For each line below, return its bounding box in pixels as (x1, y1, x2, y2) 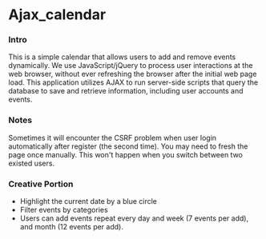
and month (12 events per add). (19, 222, 124, 232)
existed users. (8, 158, 54, 168)
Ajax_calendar (8, 6, 107, 24)
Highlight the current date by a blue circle (19, 197, 158, 206)
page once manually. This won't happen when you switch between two (8, 149, 243, 159)
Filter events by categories (19, 205, 108, 215)
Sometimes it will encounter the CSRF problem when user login (8, 133, 217, 142)
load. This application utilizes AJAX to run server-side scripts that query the (8, 78, 259, 87)
